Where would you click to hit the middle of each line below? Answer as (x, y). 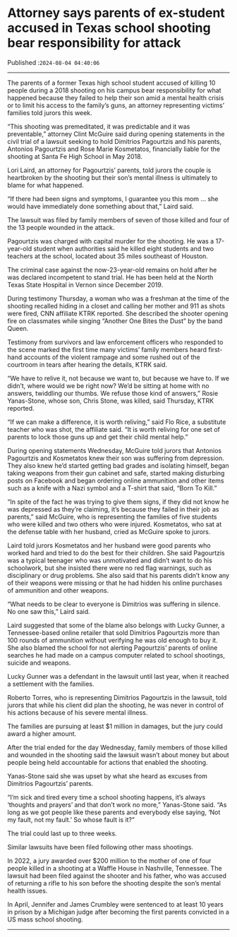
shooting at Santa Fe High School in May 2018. (75, 156)
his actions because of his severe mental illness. (78, 712)
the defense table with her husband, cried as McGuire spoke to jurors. (109, 531)
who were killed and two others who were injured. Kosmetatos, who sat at (115, 524)
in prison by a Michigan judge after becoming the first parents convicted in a (118, 912)
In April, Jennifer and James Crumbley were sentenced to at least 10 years (115, 904)
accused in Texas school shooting (109, 28)
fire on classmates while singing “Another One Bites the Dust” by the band (115, 321)
